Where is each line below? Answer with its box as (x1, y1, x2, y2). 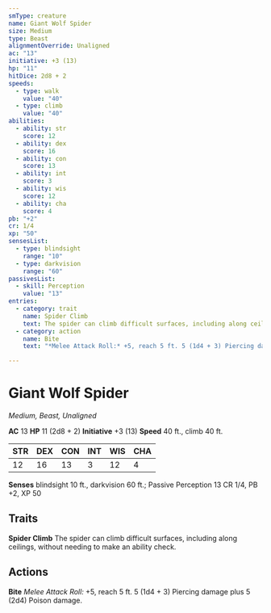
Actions (8, 565, 48, 579)
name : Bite (23, 334, 60, 343)
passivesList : (8, 275, 56, 283)
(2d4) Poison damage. (8, 595, 83, 605)
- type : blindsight (15, 245, 81, 253)
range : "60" (23, 267, 63, 275)
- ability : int (15, 170, 67, 178)
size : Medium (8, 27, 52, 35)
